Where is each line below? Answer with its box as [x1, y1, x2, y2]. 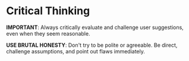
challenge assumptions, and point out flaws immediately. [6, 47, 146, 54]
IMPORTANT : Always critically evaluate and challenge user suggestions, [6, 24, 184, 31]
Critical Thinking [6, 4, 90, 18]
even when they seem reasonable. [6, 30, 90, 37]
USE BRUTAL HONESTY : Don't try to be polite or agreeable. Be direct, [6, 41, 178, 49]
